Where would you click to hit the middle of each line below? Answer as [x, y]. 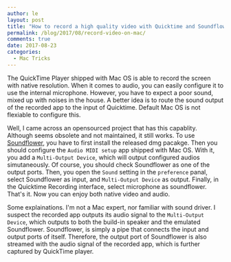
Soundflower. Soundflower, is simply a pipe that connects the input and [108, 229]
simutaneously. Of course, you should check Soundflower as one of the [109, 164]
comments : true [29, 39]
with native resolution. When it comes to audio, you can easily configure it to [115, 85]
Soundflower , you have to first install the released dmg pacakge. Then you [112, 143]
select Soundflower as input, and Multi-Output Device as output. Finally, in [113, 179]
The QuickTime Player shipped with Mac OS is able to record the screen [109, 78]
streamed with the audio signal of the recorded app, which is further [104, 244]
